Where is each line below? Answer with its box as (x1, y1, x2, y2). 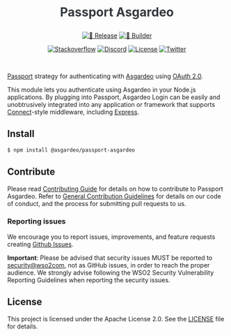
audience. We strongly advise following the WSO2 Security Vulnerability (7, 268, 214, 277)
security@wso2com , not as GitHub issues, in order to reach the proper (7, 261, 210, 269)
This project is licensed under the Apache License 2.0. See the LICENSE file (7, 314, 225, 323)
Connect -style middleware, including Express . (7, 108, 140, 116)
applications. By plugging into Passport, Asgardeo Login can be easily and (7, 93, 221, 101)
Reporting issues (7, 217, 66, 226)
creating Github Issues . (7, 240, 74, 248)
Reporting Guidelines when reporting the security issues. (7, 275, 170, 284)
